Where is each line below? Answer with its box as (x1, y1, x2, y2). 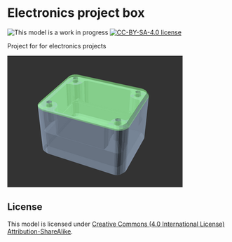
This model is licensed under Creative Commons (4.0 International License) (7, 220, 225, 228)
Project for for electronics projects (7, 41, 107, 50)
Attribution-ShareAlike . (7, 227, 74, 236)
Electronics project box (7, 5, 145, 21)
